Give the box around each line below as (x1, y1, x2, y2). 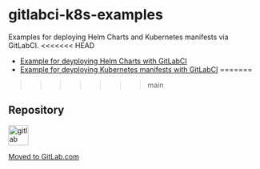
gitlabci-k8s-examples (8, 6, 164, 24)
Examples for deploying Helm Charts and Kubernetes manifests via (8, 32, 230, 42)
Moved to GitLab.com (8, 151, 80, 161)
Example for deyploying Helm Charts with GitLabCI (19, 56, 188, 66)
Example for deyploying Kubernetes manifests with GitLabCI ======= (19, 64, 253, 74)
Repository (8, 103, 65, 117)
